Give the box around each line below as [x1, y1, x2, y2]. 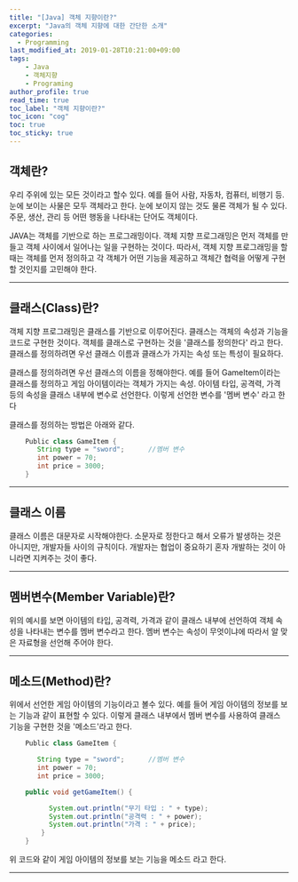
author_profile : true [9, 87, 90, 96]
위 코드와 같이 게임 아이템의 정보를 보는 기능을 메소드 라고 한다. [9, 854, 227, 865]
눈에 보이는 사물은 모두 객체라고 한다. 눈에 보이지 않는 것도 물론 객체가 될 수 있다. [9, 200, 288, 211]
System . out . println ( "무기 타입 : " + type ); [48, 804, 208, 813]
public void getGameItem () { [25, 788, 133, 797]
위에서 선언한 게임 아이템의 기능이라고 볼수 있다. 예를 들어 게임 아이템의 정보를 [9, 699, 279, 710]
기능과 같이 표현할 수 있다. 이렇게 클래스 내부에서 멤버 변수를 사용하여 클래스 [18, 710, 281, 721]
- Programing [25, 79, 74, 88]
